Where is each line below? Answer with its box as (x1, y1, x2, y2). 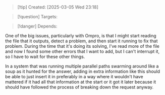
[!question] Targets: (17, 14, 58, 19)
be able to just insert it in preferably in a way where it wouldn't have (5, 74, 144, 79)
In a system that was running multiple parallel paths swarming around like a (5, 63, 159, 69)
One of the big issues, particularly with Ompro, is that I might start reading (5, 33, 157, 38)
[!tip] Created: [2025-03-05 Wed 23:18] (17, 4, 99, 10)
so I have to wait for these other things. (5, 54, 85, 60)
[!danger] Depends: (17, 23, 57, 29)
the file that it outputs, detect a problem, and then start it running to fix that (5, 38, 158, 44)
